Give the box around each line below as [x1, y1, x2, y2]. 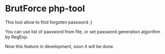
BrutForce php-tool [5, 3, 85, 14]
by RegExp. [5, 34, 29, 40]
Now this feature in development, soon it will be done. [5, 43, 114, 49]
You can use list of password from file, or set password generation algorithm [5, 28, 161, 34]
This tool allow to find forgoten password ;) [5, 19, 93, 25]
